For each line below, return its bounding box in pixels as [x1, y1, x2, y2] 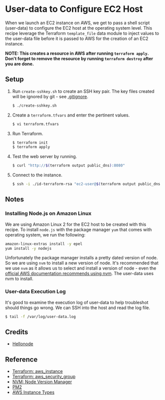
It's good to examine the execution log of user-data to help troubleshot [5, 299, 149, 305]
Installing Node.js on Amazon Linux [5, 210, 92, 217]
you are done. [5, 61, 34, 67]
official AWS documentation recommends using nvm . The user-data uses [5, 271, 154, 277]
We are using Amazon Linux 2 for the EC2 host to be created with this [5, 221, 146, 227]
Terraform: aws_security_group [12, 374, 75, 380]
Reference [5, 355, 38, 363]
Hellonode [12, 341, 33, 347]
